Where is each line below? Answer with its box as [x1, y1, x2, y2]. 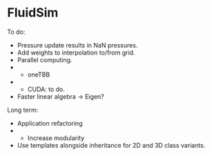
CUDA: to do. [27, 85, 66, 93]
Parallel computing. [17, 55, 73, 64]
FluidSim [7, 5, 59, 21]
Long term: [7, 106, 39, 114]
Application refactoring [17, 119, 83, 127]
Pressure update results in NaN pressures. [17, 41, 138, 49]
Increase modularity [27, 133, 85, 142]
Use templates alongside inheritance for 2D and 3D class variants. [17, 141, 206, 149]
